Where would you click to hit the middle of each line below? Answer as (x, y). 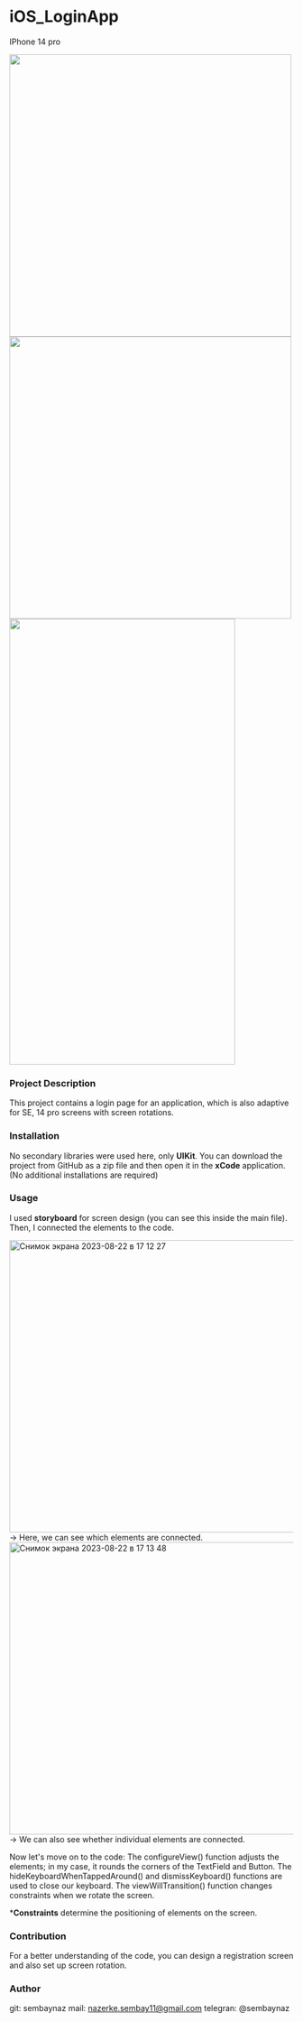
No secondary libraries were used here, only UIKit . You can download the (146, 1155)
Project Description (53, 1083)
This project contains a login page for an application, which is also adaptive (149, 1103)
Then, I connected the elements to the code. (92, 1227)
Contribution (38, 1936)
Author (25, 1989)
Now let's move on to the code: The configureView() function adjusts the (144, 1857)
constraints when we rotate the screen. (82, 1895)
